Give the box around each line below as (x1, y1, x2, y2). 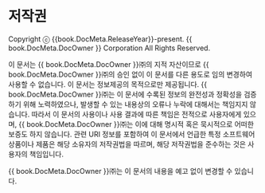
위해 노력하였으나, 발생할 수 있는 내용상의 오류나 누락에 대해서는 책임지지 (22, 99, 248, 108)
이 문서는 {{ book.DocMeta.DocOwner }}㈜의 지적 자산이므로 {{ (8, 59, 209, 69)
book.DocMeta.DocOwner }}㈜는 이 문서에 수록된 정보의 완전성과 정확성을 (8, 89, 243, 99)
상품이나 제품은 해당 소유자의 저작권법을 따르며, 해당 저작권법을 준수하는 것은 (8, 139, 247, 148)
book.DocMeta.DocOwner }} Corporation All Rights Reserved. (8, 43, 211, 53)
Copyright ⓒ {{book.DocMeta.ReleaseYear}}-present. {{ (8, 33, 193, 44)
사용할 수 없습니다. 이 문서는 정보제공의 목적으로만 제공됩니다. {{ (8, 79, 208, 89)
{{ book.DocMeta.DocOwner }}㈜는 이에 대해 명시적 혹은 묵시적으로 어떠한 (18, 119, 255, 128)
